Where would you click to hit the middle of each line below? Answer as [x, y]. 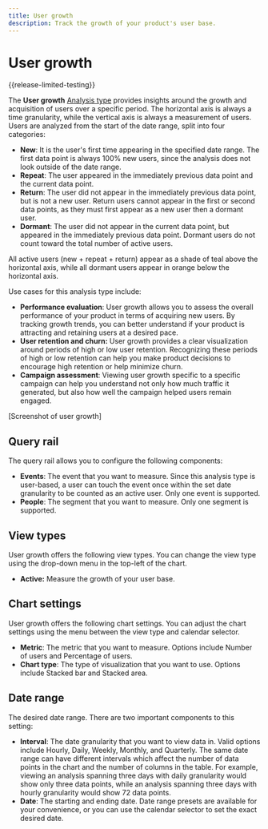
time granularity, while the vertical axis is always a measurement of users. [130, 118]
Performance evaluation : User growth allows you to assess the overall [136, 307]
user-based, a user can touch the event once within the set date [126, 485]
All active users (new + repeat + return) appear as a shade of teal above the [133, 259]
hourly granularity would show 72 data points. [96, 792]
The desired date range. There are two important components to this [121, 717]
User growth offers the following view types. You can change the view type [132, 555]
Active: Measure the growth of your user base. [97, 579]
